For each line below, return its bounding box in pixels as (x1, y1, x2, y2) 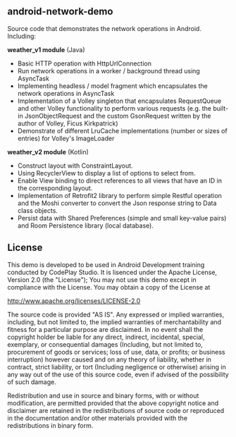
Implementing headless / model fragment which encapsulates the (17, 81, 208, 90)
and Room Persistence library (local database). (17, 221, 154, 230)
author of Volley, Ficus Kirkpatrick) (17, 119, 118, 128)
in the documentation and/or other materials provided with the (7, 414, 188, 422)
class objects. (17, 206, 58, 214)
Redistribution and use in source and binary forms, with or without (7, 391, 199, 400)
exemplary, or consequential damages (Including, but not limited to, (7, 340, 203, 348)
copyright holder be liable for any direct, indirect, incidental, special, (7, 333, 206, 341)
